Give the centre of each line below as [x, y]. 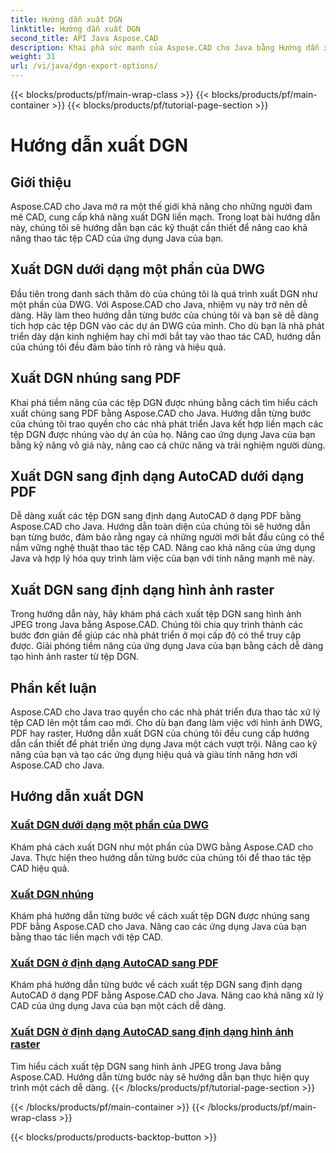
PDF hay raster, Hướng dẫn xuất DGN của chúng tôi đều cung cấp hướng [160, 733]
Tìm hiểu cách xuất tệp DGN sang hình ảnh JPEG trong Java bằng [146, 1066]
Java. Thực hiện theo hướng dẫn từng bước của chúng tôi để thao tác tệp [161, 857]
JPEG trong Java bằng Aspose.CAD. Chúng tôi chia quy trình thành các [157, 625]
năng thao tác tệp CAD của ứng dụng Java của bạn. [117, 238]
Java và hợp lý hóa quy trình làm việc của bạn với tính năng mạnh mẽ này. [162, 558]
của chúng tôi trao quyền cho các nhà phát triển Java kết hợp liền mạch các [167, 423]
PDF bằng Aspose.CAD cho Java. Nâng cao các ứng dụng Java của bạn [158, 927]
